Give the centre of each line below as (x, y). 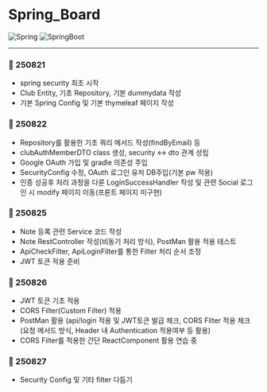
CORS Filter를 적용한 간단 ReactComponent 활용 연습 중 (108, 340)
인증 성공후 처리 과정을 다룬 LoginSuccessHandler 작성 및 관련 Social (129, 182)
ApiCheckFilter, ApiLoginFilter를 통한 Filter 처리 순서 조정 (110, 251)
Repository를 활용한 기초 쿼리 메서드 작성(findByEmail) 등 (110, 142)
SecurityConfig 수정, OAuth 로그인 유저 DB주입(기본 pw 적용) (116, 172)
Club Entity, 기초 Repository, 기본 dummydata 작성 (101, 93)
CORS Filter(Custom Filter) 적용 (70, 311)
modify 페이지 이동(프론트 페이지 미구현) (100, 192)
